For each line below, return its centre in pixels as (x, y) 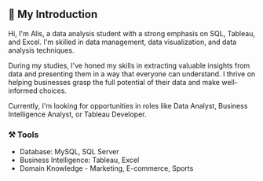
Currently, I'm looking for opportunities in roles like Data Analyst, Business (128, 105)
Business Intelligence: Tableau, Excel (79, 160)
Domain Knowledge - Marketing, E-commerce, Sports (106, 168)
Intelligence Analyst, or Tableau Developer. (77, 114)
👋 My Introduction (53, 15)
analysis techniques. (41, 50)
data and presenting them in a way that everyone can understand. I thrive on (132, 74)
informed (23, 90)
